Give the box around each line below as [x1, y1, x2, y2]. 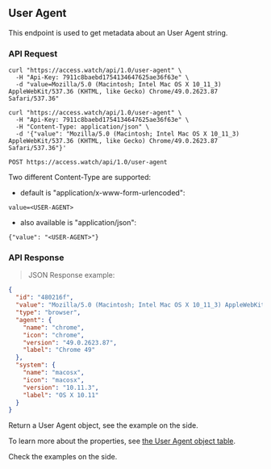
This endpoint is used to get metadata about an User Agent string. [8, 27, 228, 37]
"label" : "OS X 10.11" [23, 391, 99, 399]
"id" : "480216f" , [15, 294, 74, 302]
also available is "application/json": [19, 218, 137, 228]
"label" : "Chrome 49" [23, 346, 95, 354]
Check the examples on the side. [8, 452, 118, 462]
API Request [8, 48, 58, 59]
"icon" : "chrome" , [23, 331, 85, 339]
